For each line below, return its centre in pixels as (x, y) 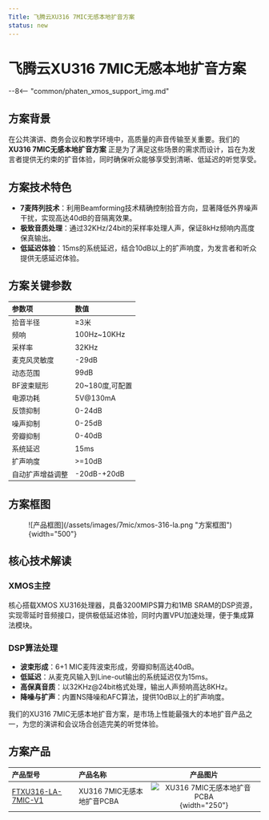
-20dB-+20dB (100, 474)
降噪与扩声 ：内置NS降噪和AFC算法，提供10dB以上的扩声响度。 (124, 696)
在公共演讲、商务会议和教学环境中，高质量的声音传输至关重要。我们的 (124, 140)
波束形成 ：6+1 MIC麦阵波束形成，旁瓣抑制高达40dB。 (109, 667)
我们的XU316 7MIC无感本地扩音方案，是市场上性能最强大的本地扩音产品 (127, 713)
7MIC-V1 (28, 800)
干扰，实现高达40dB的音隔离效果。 (78, 218)
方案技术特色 (40, 187)
